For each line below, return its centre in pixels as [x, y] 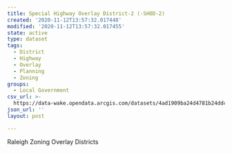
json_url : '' [26, 110]
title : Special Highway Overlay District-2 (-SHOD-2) [86, 13]
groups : [18, 84]
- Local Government [41, 90]
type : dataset [28, 39]
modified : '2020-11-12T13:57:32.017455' [66, 26]
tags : [15, 45]
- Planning [29, 71]
